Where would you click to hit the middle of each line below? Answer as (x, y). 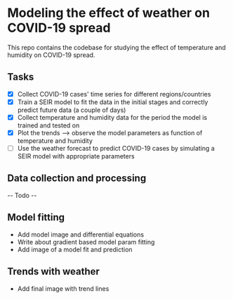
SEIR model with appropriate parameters (76, 156)
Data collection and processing (77, 179)
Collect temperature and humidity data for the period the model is (112, 117)
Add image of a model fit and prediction (75, 249)
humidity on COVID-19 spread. (51, 55)
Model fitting (36, 217)
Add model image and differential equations (81, 235)
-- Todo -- (22, 195)
